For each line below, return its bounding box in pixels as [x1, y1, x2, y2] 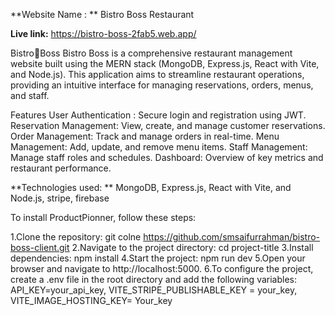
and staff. [10, 90, 50, 101]
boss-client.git [10, 242, 70, 253]
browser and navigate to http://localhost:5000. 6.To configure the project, [10, 263, 314, 274]
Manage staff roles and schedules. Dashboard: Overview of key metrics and [10, 152, 324, 163]
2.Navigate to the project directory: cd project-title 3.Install [71, 242, 314, 253]
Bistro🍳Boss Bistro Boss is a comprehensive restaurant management [10, 47, 293, 59]
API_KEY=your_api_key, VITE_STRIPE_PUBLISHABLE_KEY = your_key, [10, 284, 298, 296]
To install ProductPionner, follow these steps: [10, 212, 197, 223]
